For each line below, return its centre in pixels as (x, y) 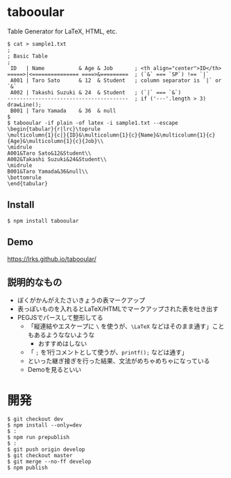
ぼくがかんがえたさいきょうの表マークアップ (81, 300)
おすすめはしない (62, 343)
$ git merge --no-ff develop (49, 462)
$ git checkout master (40, 456)
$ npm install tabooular (43, 221)
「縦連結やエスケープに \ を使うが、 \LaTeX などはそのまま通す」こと (126, 326)
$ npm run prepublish (38, 438)
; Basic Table (28, 56)
